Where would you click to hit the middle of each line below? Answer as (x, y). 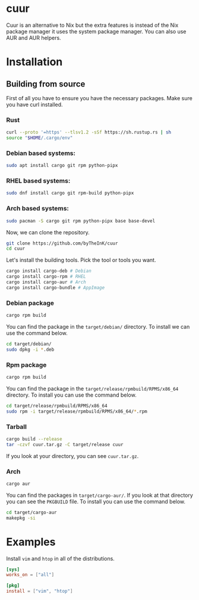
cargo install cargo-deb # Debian (49, 271)
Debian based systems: (41, 153)
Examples (31, 542)
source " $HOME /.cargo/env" (40, 138)
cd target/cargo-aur (32, 512)
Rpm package (26, 364)
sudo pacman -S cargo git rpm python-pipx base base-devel (81, 221)
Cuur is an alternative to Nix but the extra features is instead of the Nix (92, 25)
